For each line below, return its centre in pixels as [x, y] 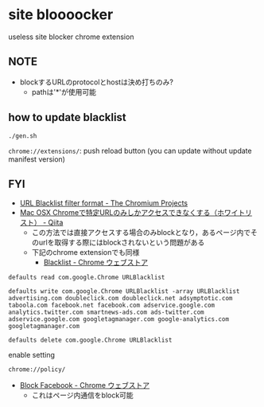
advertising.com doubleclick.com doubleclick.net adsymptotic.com [120, 299]
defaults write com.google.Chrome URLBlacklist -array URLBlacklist [124, 292]
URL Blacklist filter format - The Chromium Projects [104, 203]
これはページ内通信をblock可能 [82, 395]
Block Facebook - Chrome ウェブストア [84, 385]
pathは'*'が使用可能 [64, 92]
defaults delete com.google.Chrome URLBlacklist [90, 340]
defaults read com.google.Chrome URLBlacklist [87, 278]
